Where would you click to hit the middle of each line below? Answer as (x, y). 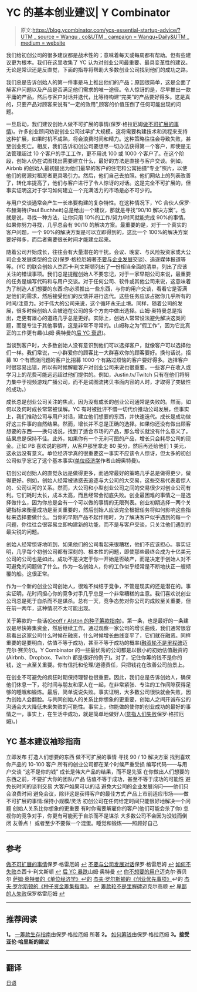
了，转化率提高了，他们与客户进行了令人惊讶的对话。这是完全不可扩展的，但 (98, 183)
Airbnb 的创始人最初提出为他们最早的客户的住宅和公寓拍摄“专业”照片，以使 (97, 168)
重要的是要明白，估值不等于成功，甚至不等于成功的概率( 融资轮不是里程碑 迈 (97, 642)
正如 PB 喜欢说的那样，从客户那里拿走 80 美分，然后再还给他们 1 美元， (103, 445)
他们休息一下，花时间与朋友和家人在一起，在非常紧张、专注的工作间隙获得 (96, 684)
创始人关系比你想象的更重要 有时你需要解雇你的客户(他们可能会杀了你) (98, 808)
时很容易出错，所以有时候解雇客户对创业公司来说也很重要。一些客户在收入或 (98, 367)
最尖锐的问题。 (24, 532)
